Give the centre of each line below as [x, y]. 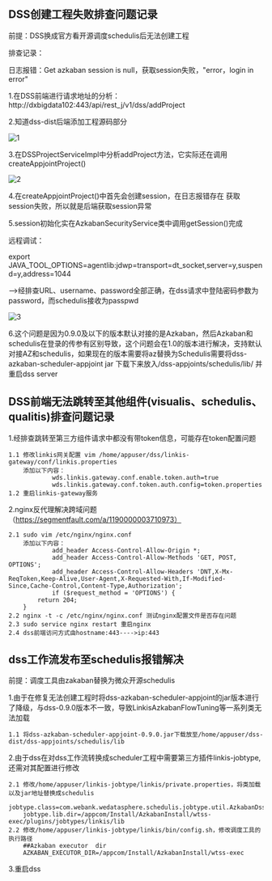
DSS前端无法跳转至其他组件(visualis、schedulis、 [136, 402]
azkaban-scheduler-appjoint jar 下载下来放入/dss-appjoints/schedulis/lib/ [131, 363]
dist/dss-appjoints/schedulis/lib [67, 742]
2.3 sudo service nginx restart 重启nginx [80, 624]
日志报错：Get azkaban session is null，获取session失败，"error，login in [131, 70]
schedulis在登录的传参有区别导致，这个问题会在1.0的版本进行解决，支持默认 [136, 343]
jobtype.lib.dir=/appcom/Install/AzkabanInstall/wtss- [117, 815]
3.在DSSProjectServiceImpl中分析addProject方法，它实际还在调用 [118, 154]
